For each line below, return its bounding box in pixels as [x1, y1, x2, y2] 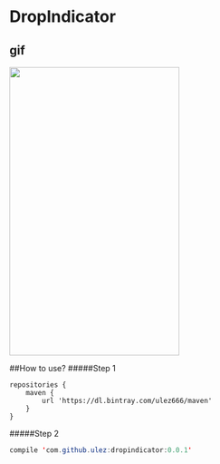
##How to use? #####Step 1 [9, 362, 116, 373]
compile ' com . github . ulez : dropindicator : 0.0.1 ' [9, 445, 193, 455]
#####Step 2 [9, 428, 59, 439]
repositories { [9, 380, 67, 390]
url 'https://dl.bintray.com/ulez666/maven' [42, 396, 213, 405]
